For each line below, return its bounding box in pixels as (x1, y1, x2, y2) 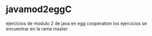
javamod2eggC (6, 4, 72, 15)
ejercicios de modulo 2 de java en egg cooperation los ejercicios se (6, 20, 147, 26)
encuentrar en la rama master (6, 25, 68, 31)
